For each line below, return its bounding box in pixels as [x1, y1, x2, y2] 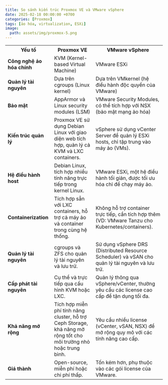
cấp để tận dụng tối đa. [95, 293, 150, 299]
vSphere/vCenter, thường [95, 280, 155, 287]
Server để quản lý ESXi [95, 132, 149, 139]
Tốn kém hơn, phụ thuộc [95, 359, 152, 365]
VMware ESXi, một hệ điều [95, 168, 158, 175]
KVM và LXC [54, 148, 84, 154]
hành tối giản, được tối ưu [95, 174, 155, 181]
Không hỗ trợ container [95, 204, 150, 211]
